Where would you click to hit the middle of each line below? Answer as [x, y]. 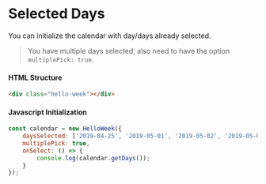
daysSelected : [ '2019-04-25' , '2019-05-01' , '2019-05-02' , [122, 136]
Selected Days [57, 14]
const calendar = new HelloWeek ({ [65, 129]
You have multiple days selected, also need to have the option [129, 51]
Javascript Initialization [47, 112]
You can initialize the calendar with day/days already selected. [110, 36]
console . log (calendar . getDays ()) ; [93, 158]
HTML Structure [35, 77]
